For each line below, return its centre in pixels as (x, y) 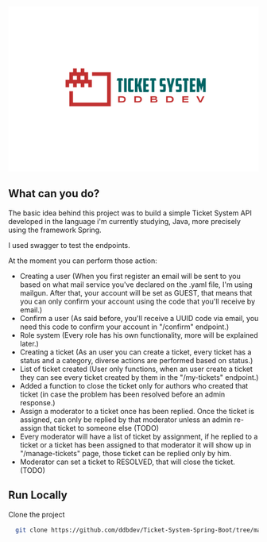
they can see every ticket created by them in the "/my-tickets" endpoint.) (139, 377)
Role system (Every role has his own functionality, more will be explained (139, 335)
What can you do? (54, 194)
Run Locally (38, 496)
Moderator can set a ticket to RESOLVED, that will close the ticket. (128, 462)
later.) (29, 343)
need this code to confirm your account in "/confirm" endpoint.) (124, 327)
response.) (37, 402)
